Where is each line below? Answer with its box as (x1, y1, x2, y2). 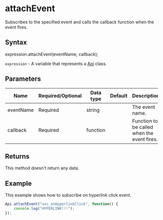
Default (110, 92, 128, 99)
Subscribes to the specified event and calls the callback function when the (5, 19, 154, 25)
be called (132, 124, 153, 130)
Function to (132, 117, 158, 124)
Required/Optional (38, 92, 82, 99)
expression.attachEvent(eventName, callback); (5, 51, 98, 57)
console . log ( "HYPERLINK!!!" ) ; (14, 206, 75, 211)
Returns (5, 152, 30, 161)
